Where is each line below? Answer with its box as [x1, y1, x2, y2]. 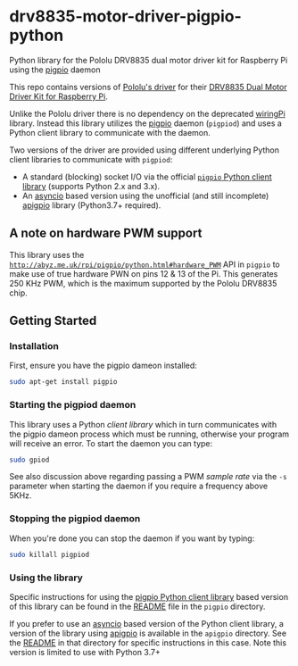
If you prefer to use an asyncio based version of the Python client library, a [9, 618, 284, 629]
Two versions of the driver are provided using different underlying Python [9, 145, 279, 155]
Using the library [9, 571, 83, 584]
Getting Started [9, 313, 97, 329]
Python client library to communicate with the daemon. [9, 127, 211, 137]
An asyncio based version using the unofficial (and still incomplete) [21, 190, 269, 201]
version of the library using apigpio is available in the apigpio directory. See [9, 628, 287, 638]
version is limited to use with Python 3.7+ [9, 646, 161, 657]
